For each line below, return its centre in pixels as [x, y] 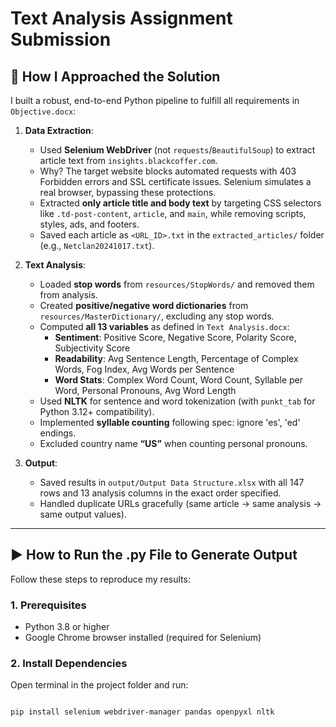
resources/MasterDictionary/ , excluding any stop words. [157, 316]
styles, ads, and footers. [89, 224]
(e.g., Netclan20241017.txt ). [97, 245]
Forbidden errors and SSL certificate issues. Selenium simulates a [175, 181]
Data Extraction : [59, 130]
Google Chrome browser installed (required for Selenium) [143, 638]
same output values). [83, 514]
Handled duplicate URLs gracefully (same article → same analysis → [180, 503]
